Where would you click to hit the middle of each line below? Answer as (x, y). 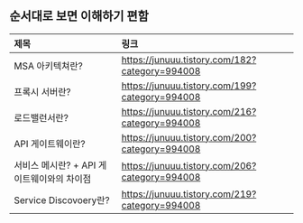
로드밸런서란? (41, 117)
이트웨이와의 (39, 179)
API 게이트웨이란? (50, 144)
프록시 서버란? (42, 91)
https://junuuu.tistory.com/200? (189, 137)
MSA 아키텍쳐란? (48, 66)
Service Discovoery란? (62, 200)
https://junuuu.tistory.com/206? (189, 165)
